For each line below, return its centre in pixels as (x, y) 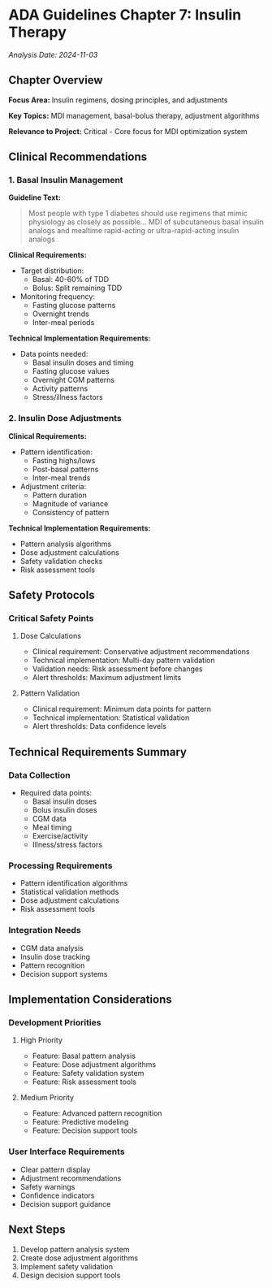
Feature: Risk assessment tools (84, 1082)
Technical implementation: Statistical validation (111, 718)
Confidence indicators (57, 1195)
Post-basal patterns (65, 469)
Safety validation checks (61, 561)
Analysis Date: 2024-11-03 (53, 54)
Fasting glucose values (71, 371)
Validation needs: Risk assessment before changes (117, 669)
